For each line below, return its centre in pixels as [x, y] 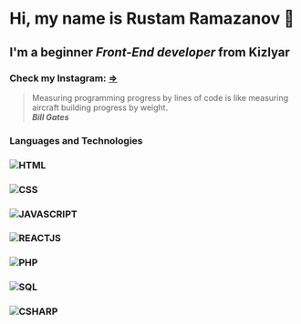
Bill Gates [51, 116]
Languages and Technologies [76, 140]
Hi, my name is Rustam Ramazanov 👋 [152, 19]
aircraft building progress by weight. [100, 107]
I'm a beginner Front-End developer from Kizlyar [150, 52]
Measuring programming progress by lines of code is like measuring [160, 97]
